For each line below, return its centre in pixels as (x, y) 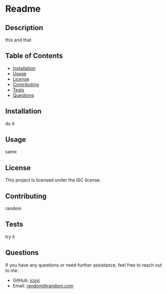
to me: (12, 270)
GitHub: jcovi (26, 280)
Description (24, 28)
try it (10, 236)
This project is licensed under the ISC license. (53, 180)
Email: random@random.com (43, 285)
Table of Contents (34, 56)
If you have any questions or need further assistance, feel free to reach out (84, 265)
